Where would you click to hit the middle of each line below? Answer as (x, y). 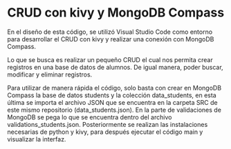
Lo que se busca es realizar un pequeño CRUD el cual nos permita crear (110, 59)
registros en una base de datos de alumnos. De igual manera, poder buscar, (115, 67)
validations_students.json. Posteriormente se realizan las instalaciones (108, 124)
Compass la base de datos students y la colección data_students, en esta (112, 95)
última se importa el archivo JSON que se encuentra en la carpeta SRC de (112, 102)
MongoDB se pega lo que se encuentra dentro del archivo (90, 117)
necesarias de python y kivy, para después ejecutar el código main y (105, 132)
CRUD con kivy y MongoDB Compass (116, 13)
